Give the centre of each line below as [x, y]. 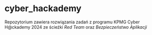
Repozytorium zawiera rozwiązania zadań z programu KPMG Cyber [72, 22]
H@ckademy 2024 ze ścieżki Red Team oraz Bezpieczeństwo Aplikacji [76, 27]
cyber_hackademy [43, 9]
